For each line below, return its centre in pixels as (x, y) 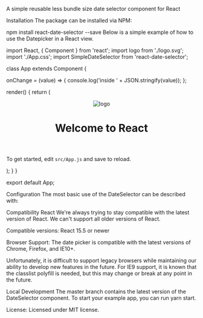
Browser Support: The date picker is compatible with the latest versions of (99, 242)
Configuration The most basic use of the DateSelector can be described (96, 194)
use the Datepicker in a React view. (50, 38)
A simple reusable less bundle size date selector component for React (93, 9)
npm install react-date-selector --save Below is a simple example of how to (100, 32)
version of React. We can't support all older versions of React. (84, 219)
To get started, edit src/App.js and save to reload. (69, 159)
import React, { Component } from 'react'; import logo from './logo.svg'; (95, 50)
